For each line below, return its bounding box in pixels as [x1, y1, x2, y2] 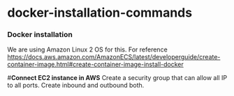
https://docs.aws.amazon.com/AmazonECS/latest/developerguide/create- [7, 53, 221, 61]
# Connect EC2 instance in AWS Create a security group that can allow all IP [7, 74, 228, 82]
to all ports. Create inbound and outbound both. [7, 81, 145, 90]
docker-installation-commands [7, 5, 193, 21]
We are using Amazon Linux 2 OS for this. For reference [7, 45, 168, 54]
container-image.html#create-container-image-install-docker [7, 61, 184, 69]
